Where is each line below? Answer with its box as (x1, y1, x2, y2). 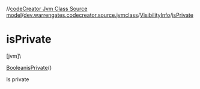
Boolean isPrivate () (6, 64, 52, 71)
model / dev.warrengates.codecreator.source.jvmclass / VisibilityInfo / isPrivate (6, 11, 194, 19)
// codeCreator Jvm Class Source (6, 5, 88, 12)
